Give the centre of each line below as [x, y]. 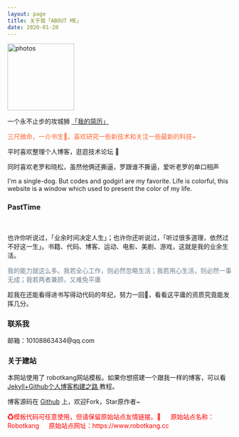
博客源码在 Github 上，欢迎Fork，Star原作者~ [74, 402]
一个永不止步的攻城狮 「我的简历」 [58, 121]
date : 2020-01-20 [33, 27]
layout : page [27, 14]
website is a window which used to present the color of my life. [100, 189]
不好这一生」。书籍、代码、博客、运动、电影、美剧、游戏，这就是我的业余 [115, 246]
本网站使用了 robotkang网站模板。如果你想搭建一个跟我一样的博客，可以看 [117, 378]
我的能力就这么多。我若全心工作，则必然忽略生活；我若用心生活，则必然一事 [119, 270]
